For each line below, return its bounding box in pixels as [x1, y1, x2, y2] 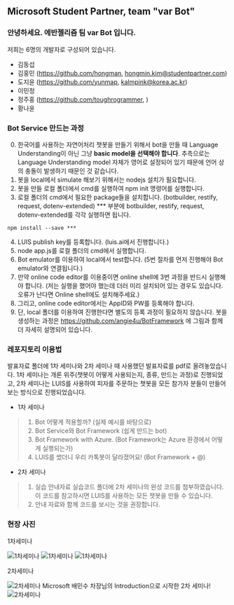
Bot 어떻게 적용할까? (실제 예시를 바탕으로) [34, 418, 152, 426]
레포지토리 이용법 [7, 344, 62, 354]
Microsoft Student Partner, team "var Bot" [7, 6, 195, 18]
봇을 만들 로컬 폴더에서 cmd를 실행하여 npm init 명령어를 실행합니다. [17, 184, 205, 192]
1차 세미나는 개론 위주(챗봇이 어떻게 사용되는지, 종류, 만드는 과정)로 [16, 371, 199, 379]
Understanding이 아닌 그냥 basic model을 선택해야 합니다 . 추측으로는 [17, 149, 210, 157]
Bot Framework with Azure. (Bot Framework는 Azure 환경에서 [34, 435, 210, 444]
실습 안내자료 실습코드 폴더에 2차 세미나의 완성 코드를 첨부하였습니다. [34, 483, 224, 491]
